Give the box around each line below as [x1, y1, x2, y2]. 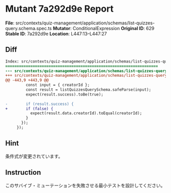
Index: [5, 59, 19, 64]
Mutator [52, 25, 71, 31]
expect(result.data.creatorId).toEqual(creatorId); [30, 111, 142, 116]
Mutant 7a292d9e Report [5, 3, 114, 15]
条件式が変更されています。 [5, 153, 63, 159]
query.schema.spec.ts [5, 25, 52, 31]
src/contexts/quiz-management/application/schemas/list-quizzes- [15, 20, 155, 26]
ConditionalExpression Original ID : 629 [73, 25, 155, 31]
